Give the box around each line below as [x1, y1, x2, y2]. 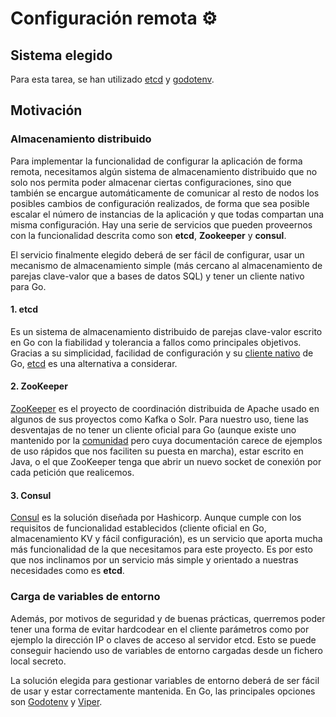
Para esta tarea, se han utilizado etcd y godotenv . [10, 73, 215, 85]
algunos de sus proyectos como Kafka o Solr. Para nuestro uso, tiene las [10, 413, 309, 426]
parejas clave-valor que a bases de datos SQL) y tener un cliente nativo [10, 270, 305, 282]
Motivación [10, 102, 83, 119]
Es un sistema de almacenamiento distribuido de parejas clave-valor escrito [10, 325, 323, 337]
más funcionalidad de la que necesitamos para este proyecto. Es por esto [10, 543, 313, 556]
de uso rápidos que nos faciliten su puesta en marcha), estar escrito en [10, 445, 304, 457]
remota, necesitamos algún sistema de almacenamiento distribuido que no [10, 165, 318, 177]
